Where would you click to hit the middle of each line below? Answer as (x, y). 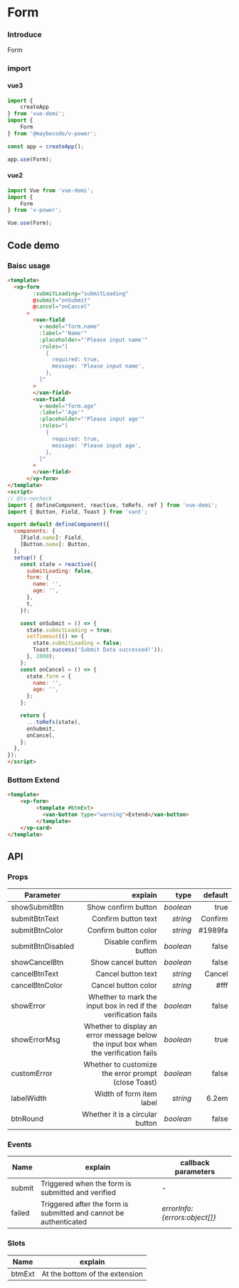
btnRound (27, 1119)
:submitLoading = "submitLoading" (81, 293)
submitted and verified (78, 1193)
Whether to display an (121, 1026)
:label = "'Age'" (61, 413)
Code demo (33, 245)
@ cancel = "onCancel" (62, 307)
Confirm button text (124, 919)
